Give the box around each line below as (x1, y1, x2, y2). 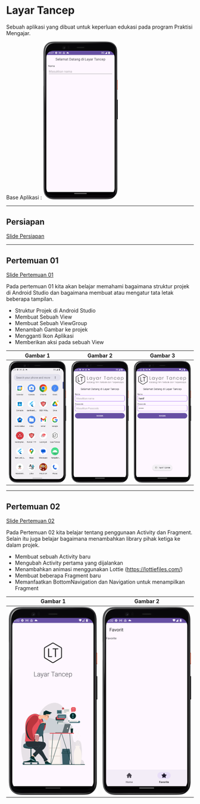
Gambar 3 (149, 352, 176, 359)
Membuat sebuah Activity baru (14, 553, 91, 560)
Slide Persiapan (6, 233, 45, 240)
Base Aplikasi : (6, 194, 42, 201)
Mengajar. (6, 29, 31, 36)
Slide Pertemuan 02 (6, 517, 55, 524)
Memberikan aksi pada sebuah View (14, 339, 104, 346)
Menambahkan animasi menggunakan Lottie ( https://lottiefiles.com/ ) (14, 565, 183, 572)
